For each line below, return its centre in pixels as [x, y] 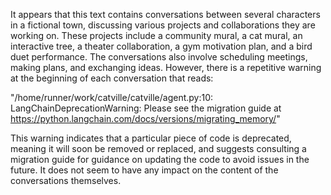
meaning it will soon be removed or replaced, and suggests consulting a [158, 148]
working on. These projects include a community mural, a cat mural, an [156, 35]
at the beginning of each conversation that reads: [112, 78]
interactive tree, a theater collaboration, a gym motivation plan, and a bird [161, 46]
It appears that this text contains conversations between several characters [165, 14]
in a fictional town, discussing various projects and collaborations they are [163, 25]
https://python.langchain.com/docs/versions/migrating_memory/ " [145, 118]
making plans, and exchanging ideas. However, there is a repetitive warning [166, 67]
